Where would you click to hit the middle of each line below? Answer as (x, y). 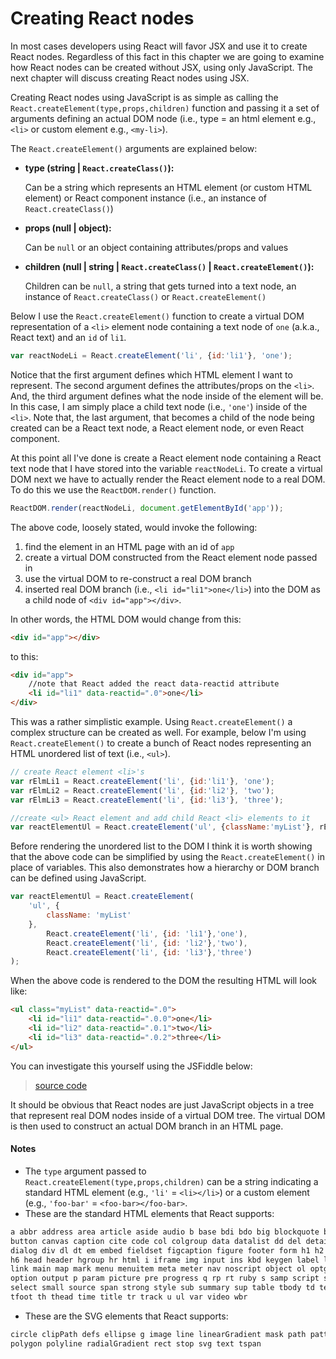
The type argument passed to (85, 1171)
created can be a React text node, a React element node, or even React (157, 428)
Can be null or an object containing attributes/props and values (156, 247)
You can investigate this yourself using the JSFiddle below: (131, 1066)
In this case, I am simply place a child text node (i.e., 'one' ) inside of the (159, 406)
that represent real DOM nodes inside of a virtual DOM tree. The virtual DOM (168, 1115)
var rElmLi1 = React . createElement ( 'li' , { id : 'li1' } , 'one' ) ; (142, 781)
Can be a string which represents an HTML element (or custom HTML (168, 187)
